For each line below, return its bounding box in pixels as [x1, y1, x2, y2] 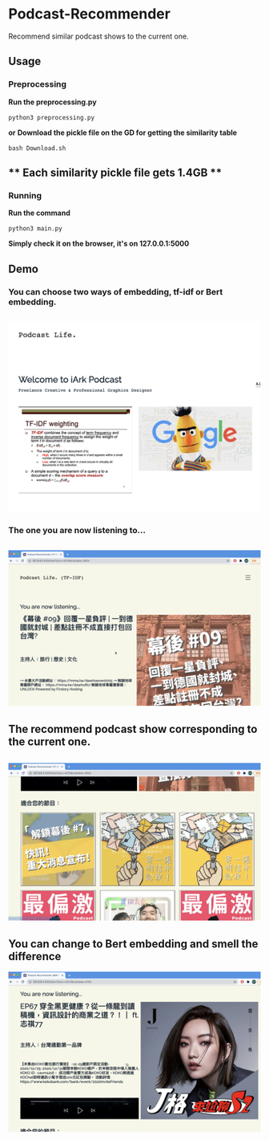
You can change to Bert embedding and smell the [8, 937, 259, 951]
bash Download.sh [8, 144, 66, 153]
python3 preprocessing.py [8, 113, 94, 121]
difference [8, 950, 62, 963]
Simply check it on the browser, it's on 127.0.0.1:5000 [8, 238, 190, 249]
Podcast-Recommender [8, 5, 171, 23]
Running [8, 189, 42, 201]
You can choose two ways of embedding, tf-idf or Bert [8, 286, 223, 297]
